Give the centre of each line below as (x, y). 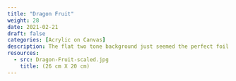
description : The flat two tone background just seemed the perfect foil (118, 46)
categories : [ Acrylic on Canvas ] (57, 40)
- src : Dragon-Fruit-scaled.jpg (61, 60)
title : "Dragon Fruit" (41, 14)
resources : (23, 54)
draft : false (26, 33)
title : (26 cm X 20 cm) (55, 66)
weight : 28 (23, 20)
